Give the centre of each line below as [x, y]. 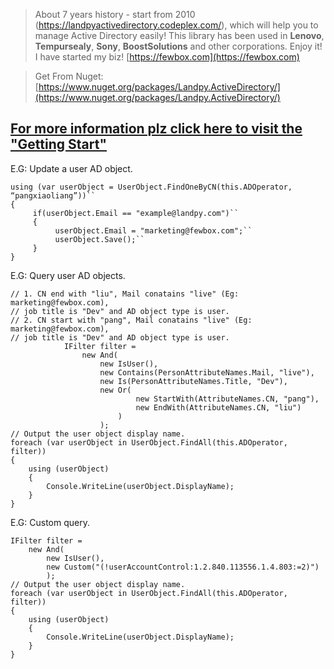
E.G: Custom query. [50, 522]
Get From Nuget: [69, 76]
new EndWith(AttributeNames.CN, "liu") [218, 407]
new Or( [115, 390]
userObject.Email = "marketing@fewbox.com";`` [153, 230]
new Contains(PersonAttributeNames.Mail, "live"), [207, 372]
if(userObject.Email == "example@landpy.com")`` [136, 213]
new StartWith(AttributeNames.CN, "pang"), [227, 399]
